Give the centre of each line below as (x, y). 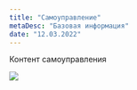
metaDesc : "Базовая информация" (69, 26)
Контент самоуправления (58, 60)
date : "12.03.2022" (45, 34)
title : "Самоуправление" (55, 17)
